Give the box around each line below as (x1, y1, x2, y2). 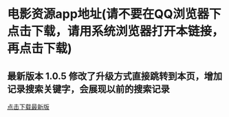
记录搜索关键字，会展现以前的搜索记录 (7, 83, 170, 95)
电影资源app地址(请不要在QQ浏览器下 (7, 6, 221, 22)
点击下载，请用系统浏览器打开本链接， (7, 23, 225, 39)
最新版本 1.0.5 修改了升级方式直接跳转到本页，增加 (7, 70, 222, 82)
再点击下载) (7, 41, 72, 56)
